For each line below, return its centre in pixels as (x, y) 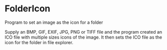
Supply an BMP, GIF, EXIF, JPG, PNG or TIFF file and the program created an (83, 32)
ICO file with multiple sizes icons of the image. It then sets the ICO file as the (83, 37)
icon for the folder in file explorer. (39, 42)
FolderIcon (27, 9)
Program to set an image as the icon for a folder (54, 22)
